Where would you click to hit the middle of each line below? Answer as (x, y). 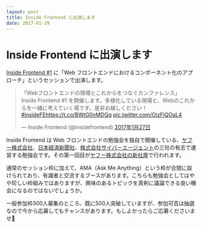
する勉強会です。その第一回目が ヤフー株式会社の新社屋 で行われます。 (98, 155)
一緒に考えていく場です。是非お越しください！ (90, 108)
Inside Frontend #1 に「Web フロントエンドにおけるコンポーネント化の (94, 72)
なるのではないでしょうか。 (51, 191)
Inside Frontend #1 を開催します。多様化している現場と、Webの (100, 101)
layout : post (23, 12)
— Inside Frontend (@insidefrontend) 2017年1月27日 (86, 127)
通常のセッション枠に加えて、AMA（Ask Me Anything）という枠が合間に (96, 168)
